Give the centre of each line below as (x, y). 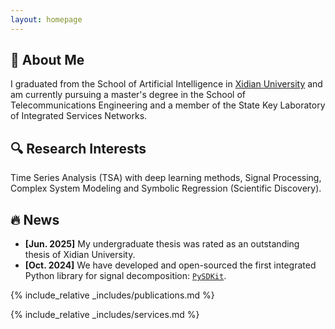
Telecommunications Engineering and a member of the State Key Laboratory (168, 105)
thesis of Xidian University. (80, 255)
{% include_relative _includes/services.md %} (105, 315)
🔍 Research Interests (78, 148)
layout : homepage (46, 19)
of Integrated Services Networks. (79, 116)
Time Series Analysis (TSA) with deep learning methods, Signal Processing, (166, 178)
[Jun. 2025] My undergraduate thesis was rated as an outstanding (162, 244)
